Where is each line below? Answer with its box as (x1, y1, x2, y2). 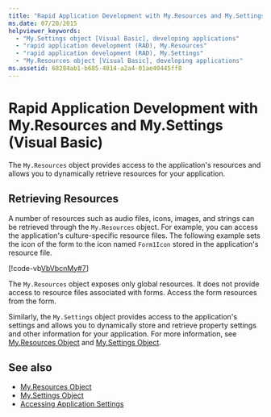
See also (8, 361, 52, 374)
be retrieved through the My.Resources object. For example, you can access (8, 222, 258, 231)
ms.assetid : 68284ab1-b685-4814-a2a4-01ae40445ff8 (8, 65, 182, 73)
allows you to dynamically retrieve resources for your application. (8, 169, 226, 178)
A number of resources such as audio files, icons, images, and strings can (8, 213, 255, 223)
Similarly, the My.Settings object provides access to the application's (8, 311, 238, 321)
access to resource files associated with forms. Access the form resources (8, 287, 257, 297)
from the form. (8, 296, 56, 306)
